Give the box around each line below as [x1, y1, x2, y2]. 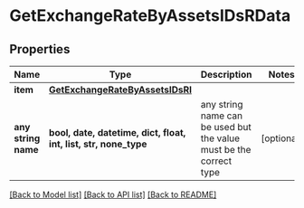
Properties [9, 42, 71, 57]
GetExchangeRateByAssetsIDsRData [9, 5, 291, 26]
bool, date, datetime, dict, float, [48, 127, 186, 138]
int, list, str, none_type [48, 137, 147, 150]
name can [200, 109, 243, 122]
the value [200, 132, 241, 145]
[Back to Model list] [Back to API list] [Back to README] [9, 189, 217, 200]
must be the [200, 144, 252, 156]
